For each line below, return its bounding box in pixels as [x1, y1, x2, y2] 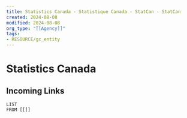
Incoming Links [6, 86, 65, 96]
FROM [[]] [6, 107, 31, 113]
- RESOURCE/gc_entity [6, 36, 61, 42]
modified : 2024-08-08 [6, 20, 61, 26]
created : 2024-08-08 [6, 14, 58, 20]
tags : [6, 31, 20, 37]
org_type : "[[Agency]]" [6, 25, 66, 32]
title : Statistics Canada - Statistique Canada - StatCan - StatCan [6, 8, 181, 15]
